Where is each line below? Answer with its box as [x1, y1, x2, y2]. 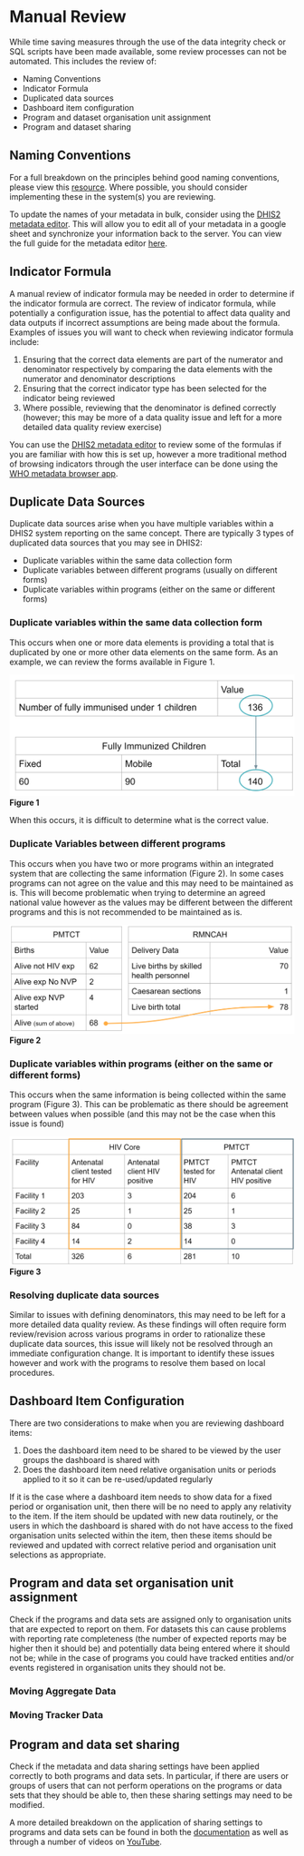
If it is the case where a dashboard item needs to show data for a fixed [9, 1491, 272, 1502]
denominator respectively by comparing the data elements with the [22, 363, 273, 374]
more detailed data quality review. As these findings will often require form [9, 1319, 287, 1330]
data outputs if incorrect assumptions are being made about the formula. [9, 317, 280, 328]
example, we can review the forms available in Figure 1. [9, 656, 215, 667]
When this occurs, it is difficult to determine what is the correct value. [9, 815, 270, 826]
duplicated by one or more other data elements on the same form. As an [9, 646, 279, 657]
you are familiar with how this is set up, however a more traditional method [9, 448, 287, 459]
